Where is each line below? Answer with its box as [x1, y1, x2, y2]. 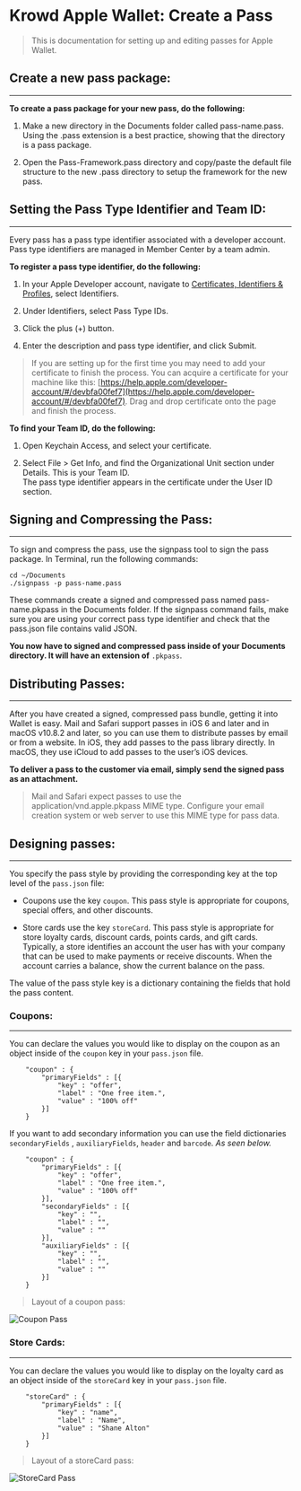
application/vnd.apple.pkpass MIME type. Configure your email [30, 801, 264, 811]
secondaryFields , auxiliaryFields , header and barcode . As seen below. [9, 1137, 271, 1149]
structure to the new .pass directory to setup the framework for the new [21, 166, 288, 177]
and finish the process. [30, 405, 116, 416]
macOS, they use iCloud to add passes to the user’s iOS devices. [9, 747, 249, 758]
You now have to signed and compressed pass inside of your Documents [9, 641, 286, 652]
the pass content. [9, 987, 74, 997]
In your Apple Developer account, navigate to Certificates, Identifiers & [21, 278, 284, 289]
